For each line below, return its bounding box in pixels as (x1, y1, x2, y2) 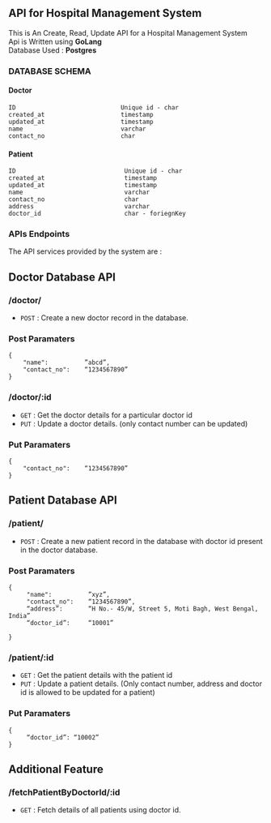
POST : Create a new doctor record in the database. (19, 313, 188, 323)
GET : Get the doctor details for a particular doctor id (19, 409, 193, 420)
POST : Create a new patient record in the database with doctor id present (19, 536, 263, 546)
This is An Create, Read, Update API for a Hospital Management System (8, 28, 248, 37)
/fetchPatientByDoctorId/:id (8, 787, 121, 798)
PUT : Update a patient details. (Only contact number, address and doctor (19, 679, 263, 688)
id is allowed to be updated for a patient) (19, 688, 155, 697)
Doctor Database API (8, 270, 116, 284)
